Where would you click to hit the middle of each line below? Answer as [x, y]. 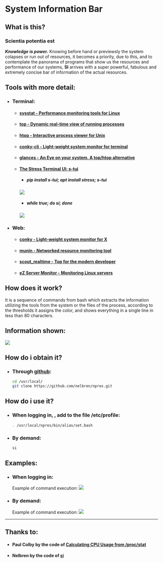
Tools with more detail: [40, 88]
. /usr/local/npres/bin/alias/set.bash [52, 425]
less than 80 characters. [29, 315]
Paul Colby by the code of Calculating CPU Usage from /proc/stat [79, 544]
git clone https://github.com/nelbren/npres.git [62, 386]
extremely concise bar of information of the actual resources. [66, 72]
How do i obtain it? [33, 358]
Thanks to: [22, 532]
